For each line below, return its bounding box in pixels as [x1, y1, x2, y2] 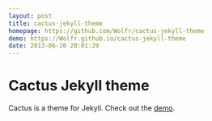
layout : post [8, 11, 53, 20]
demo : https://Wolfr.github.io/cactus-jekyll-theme [8, 34, 186, 43]
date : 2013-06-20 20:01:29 [8, 42, 100, 50]
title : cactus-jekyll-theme [8, 19, 104, 27]
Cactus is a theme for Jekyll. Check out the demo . [8, 103, 176, 113]
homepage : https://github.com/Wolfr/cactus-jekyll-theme [8, 27, 205, 35]
